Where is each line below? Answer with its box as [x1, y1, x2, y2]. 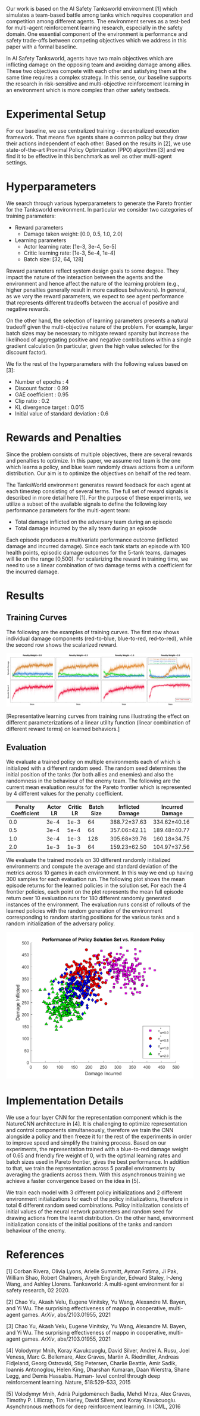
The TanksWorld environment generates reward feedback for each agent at [6, 481, 191, 488]
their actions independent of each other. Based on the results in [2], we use [6, 140, 192, 147]
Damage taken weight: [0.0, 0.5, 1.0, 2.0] [23, 230, 123, 237]
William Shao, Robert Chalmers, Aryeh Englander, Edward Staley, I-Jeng [6, 1274, 183, 1282]
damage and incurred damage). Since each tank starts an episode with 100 [6, 542, 190, 549]
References [6, 1248, 64, 1262]
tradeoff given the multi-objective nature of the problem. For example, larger [6, 323, 193, 331]
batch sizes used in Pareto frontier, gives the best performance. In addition [6, 1158, 190, 1166]
